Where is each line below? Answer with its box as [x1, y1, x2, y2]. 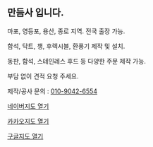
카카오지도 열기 [7, 117, 49, 125]
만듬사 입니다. [7, 6, 64, 19]
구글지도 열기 [7, 131, 44, 140]
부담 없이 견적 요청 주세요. [7, 71, 79, 80]
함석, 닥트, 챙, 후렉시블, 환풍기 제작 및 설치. [7, 42, 126, 50]
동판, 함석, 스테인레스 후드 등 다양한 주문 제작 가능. [7, 57, 147, 65]
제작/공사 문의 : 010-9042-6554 [7, 87, 97, 95]
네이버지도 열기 [7, 102, 49, 110]
